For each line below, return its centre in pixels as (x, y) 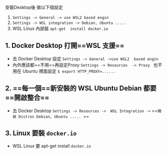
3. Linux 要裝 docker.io (41, 133)
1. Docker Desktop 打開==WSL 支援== (65, 46)
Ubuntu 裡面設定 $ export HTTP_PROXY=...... (69, 71)
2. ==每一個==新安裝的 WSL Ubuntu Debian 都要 (81, 88)
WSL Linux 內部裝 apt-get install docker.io (60, 28)
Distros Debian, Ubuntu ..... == (54, 116)
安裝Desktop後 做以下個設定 (34, 7)
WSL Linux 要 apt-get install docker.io (52, 146)
